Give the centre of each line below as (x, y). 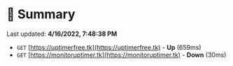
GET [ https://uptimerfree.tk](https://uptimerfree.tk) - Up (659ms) (109, 47)
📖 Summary (41, 14)
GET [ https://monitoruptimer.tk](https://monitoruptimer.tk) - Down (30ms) (121, 55)
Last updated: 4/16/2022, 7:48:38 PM (62, 34)
